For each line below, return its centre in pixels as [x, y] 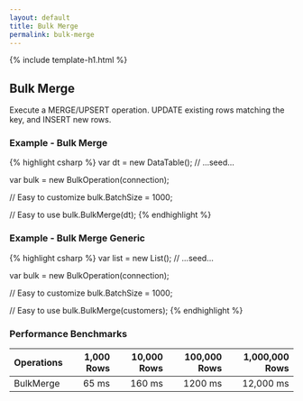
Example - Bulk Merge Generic [78, 238]
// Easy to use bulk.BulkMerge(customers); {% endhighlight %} [126, 310]
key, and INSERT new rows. [60, 120]
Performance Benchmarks [69, 333]
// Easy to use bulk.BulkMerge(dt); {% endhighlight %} [110, 215]
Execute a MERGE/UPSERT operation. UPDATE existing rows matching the [147, 110]
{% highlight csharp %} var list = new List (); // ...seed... [112, 258]
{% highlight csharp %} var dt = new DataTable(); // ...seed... [122, 162]
